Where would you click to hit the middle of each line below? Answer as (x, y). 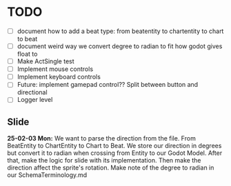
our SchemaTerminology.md (47, 175)
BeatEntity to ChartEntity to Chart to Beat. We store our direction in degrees (114, 146)
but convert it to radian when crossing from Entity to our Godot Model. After (115, 153)
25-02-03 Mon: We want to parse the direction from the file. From (102, 138)
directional (32, 92)
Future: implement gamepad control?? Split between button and (108, 85)
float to (27, 54)
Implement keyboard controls (59, 77)
